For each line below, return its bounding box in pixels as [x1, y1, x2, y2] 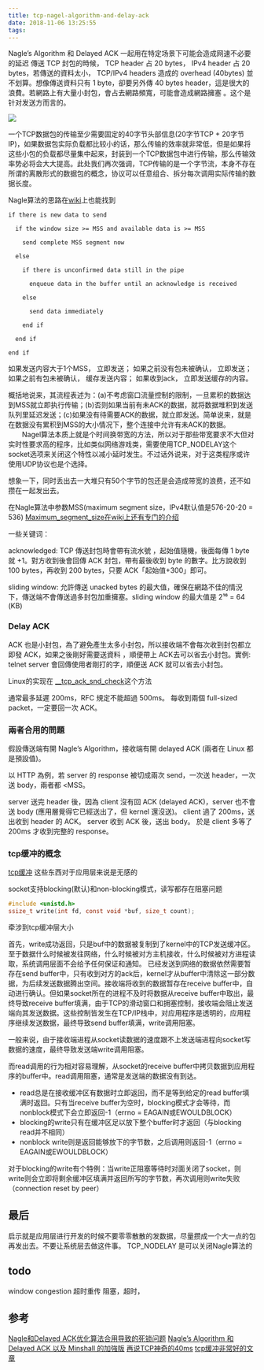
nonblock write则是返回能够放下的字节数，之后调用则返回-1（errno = [19, 1138, 243, 1147]
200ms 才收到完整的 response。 [8, 826, 114, 836]
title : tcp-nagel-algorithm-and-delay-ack [8, 11, 149, 20]
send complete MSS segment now [22, 239, 125, 247]
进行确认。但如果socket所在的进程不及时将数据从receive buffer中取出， [14, 989, 247, 998]
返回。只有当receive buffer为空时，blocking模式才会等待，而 [33, 1098, 231, 1108]
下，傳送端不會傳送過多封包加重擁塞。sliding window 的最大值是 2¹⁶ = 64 [8, 592, 245, 602]
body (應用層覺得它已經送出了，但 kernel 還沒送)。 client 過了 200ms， [16, 807, 248, 816]
